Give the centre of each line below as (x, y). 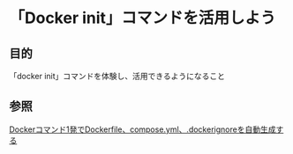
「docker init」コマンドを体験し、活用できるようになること (117, 76)
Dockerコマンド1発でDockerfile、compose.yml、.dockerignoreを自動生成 (143, 129)
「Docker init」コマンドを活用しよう (143, 18)
